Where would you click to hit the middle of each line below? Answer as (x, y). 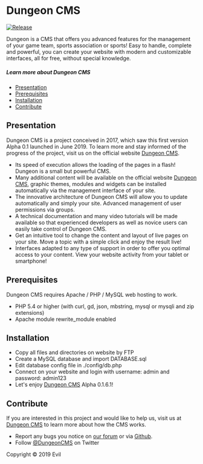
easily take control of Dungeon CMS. (61, 229)
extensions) (30, 312)
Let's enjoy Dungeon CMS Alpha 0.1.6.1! (64, 385)
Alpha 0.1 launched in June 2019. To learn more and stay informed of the (96, 146)
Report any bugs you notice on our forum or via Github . (84, 436)
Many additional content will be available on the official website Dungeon (106, 177)
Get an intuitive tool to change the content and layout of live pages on (101, 235)
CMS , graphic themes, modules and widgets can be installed (91, 184)
